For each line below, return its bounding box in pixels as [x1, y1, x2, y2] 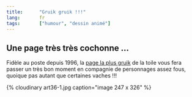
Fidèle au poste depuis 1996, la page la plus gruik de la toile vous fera [6, 59, 182, 66]
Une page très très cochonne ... [6, 43, 130, 53]
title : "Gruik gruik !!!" [6, 9, 86, 15]
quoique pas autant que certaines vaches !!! [6, 72, 117, 79]
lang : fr [6, 15, 45, 21]
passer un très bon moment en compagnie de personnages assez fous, [6, 65, 186, 73]
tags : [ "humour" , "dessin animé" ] [6, 20, 111, 26]
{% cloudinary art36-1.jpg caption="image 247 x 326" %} [6, 84, 152, 92]
